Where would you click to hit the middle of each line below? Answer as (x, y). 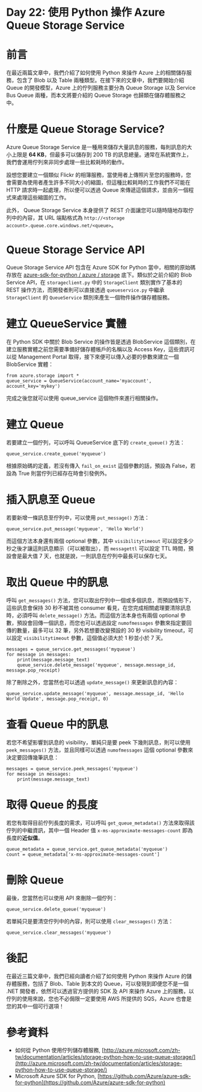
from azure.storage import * (43, 376)
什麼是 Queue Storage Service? (86, 129)
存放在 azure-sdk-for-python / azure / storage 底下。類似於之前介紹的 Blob (99, 275)
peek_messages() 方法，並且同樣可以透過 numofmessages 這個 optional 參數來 (100, 750)
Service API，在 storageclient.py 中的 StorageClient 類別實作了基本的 (94, 282)
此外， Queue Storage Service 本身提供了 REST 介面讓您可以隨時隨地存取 (97, 210)
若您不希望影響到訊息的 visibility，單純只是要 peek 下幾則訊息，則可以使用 (98, 742)
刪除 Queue (35, 880)
